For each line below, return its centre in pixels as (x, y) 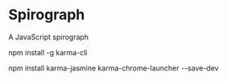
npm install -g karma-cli (48, 52)
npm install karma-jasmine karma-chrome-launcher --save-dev (113, 68)
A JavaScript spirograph (49, 37)
